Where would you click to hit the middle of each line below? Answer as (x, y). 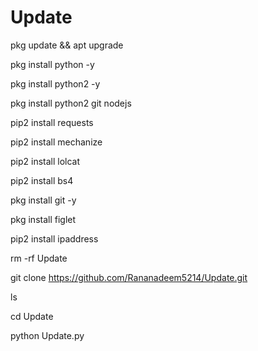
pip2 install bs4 (42, 180)
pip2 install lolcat (45, 161)
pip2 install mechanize (56, 142)
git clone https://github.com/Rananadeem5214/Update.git (129, 277)
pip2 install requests (52, 122)
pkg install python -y (52, 64)
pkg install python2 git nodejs (71, 103)
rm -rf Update (39, 258)
